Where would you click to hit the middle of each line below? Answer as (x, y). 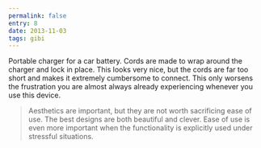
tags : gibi (27, 38)
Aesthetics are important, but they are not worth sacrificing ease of (140, 111)
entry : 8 (23, 23)
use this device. (35, 95)
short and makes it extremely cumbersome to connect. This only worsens (130, 78)
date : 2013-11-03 (38, 31)
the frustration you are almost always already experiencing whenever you (130, 87)
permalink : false (38, 16)
